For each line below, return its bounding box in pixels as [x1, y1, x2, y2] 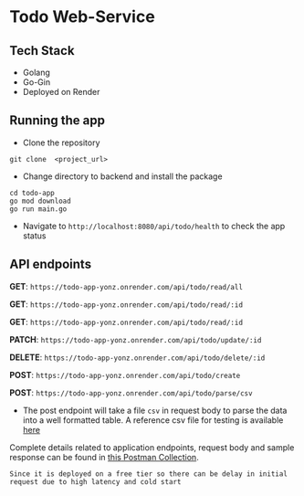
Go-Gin [22, 77, 51, 88]
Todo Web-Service [9, 6, 155, 27]
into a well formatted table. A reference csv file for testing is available [22, 414, 284, 426]
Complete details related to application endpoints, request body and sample [9, 441, 295, 453]
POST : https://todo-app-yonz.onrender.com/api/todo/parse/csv [9, 386, 253, 398]
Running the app [9, 112, 105, 129]
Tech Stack [9, 43, 75, 58]
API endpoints [9, 257, 92, 272]
